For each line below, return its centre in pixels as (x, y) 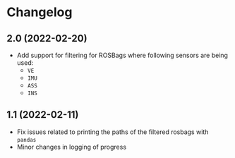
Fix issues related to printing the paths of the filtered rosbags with (113, 132)
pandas (26, 140)
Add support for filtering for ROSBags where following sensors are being (122, 55)
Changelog (40, 12)
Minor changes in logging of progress (72, 147)
